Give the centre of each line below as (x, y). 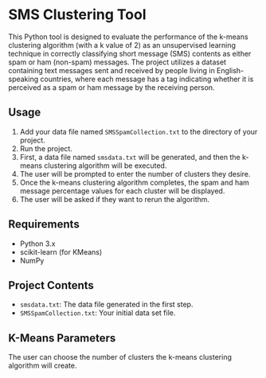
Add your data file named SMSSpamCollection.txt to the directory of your (139, 131)
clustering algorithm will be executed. (105, 166)
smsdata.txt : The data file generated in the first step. (106, 305)
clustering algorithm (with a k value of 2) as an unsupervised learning (122, 45)
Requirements (44, 224)
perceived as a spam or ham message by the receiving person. (111, 87)
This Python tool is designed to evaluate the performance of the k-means (128, 37)
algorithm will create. (43, 366)
